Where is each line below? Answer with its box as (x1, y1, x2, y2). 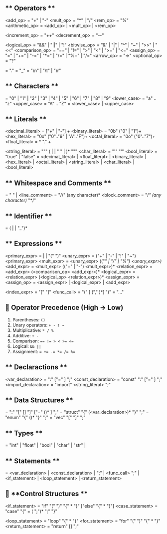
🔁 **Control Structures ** (5, 490, 88, 498)
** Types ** (5, 429, 43, 437)
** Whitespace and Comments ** (5, 179, 111, 187)
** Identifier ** (5, 212, 52, 220)
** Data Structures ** (5, 396, 73, 404)
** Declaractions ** (5, 363, 67, 371)
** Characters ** (5, 82, 59, 90)
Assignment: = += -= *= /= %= (12, 348, 76, 354)
